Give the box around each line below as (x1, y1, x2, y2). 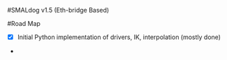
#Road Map (7, 20, 41, 27)
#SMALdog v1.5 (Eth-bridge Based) (7, 6, 110, 14)
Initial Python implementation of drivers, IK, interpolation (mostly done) (17, 33, 221, 41)
